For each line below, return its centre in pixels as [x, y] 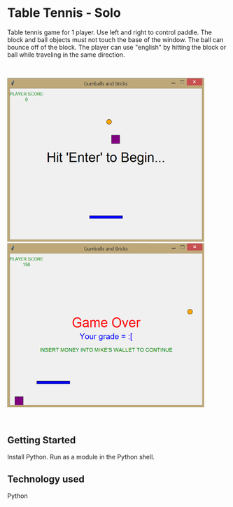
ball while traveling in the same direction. [66, 55]
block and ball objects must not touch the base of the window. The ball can [115, 39]
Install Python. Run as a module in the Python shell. [81, 457]
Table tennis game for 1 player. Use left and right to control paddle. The [110, 32]
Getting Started [42, 440]
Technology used [46, 479]
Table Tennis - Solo [64, 13]
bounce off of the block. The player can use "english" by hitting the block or [117, 47]
